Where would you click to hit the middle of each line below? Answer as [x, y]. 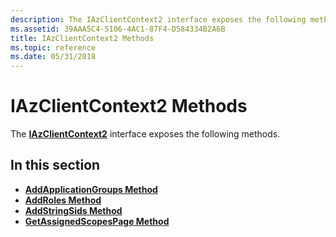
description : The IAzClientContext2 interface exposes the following [158, 19]
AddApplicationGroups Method [91, 189]
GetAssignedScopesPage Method [97, 221]
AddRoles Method [63, 200]
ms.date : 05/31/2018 [53, 57]
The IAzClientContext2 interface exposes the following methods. [145, 134]
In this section [55, 165]
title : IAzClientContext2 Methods [82, 38]
